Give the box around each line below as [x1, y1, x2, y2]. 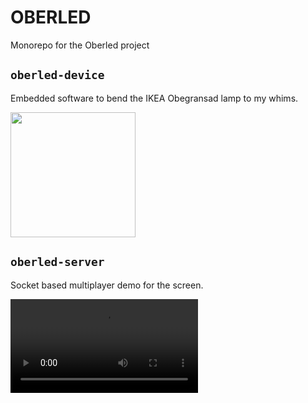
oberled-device [10, 68, 105, 83]
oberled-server [10, 255, 105, 270]
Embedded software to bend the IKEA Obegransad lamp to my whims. [10, 92, 299, 104]
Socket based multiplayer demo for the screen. [10, 279, 204, 291]
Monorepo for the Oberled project [10, 39, 150, 51]
